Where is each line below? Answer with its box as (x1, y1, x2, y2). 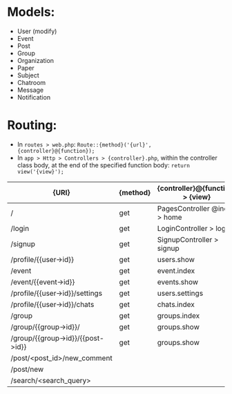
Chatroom (17, 78, 46, 86)
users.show (157, 254, 195, 264)
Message (17, 86, 43, 94)
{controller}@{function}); (17, 147, 95, 154)
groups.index (157, 310, 200, 320)
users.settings (157, 288, 204, 298)
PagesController (157, 203, 210, 213)
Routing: (7, 118, 57, 133)
